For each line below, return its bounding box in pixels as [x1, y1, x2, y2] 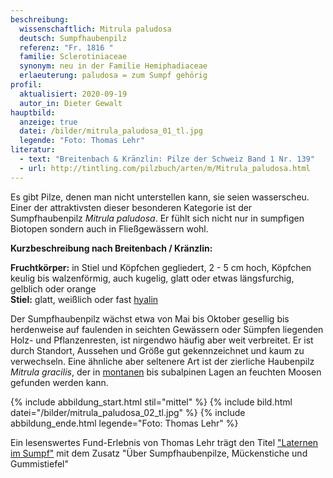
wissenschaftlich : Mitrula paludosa [19, 24, 172, 34]
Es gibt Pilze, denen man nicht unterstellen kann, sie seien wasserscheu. [10, 191, 310, 203]
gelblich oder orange [10, 282, 97, 295]
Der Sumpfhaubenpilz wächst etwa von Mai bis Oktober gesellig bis [10, 312, 290, 325]
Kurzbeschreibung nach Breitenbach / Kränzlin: [10, 242, 213, 254]
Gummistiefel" [10, 457, 70, 470]
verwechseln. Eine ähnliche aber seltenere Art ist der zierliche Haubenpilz [10, 355, 315, 367]
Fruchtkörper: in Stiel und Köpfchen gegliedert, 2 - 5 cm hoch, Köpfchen [10, 261, 312, 273]
